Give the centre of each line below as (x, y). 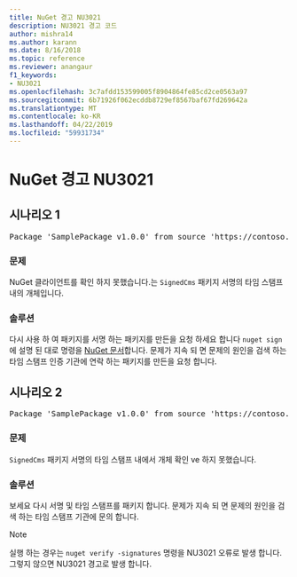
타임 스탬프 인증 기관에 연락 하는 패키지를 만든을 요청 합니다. (113, 361)
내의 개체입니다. (37, 293)
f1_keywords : (33, 75)
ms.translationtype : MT (53, 108)
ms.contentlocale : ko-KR (55, 116)
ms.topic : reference (47, 59)
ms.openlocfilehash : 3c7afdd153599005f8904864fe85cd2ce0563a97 (129, 91)
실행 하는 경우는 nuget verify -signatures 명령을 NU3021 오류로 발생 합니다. (145, 552)
